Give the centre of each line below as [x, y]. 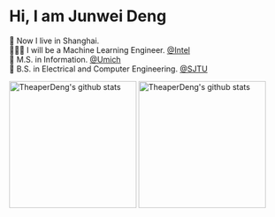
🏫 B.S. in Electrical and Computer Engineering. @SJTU [108, 69]
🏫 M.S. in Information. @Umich [65, 59]
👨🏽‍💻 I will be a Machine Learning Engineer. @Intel [99, 49]
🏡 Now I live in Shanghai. [54, 41]
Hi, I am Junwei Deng [88, 16]
